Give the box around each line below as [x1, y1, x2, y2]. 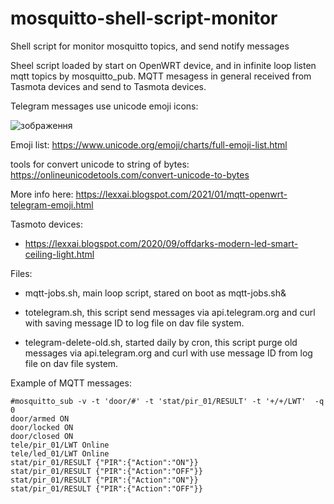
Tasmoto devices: [10, 218, 83, 230]
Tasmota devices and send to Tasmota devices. [10, 80, 207, 92]
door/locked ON [10, 422, 74, 432]
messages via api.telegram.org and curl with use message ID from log [24, 347, 313, 359]
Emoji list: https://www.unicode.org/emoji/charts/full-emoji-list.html [10, 138, 288, 151]
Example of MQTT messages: [10, 377, 132, 389]
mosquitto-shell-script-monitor [10, 7, 278, 30]
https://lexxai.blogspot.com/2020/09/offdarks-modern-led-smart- [24, 237, 299, 249]
